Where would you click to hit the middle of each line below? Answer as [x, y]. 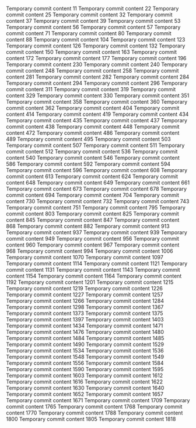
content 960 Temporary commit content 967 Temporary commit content [93, 245]
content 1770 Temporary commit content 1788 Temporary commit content [94, 413]
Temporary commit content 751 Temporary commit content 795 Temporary [96, 208]
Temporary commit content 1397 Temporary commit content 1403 [85, 319]
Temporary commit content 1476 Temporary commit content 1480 [85, 332]
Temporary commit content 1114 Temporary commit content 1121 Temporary [97, 263]
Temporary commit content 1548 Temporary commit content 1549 [85, 357]
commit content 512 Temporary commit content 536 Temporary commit [92, 151]
